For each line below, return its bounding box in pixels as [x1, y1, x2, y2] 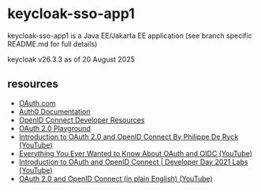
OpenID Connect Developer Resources [18, 115, 145, 125]
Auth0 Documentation [18, 107, 91, 116]
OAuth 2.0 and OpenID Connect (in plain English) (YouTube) [18, 174, 214, 183]
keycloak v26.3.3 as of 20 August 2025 [7, 54, 136, 64]
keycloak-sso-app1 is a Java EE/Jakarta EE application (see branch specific [7, 31, 253, 40]
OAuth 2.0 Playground [18, 123, 91, 133]
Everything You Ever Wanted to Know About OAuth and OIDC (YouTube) [18, 148, 253, 158]
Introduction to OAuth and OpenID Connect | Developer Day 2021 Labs [18, 157, 248, 167]
